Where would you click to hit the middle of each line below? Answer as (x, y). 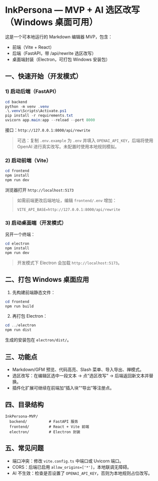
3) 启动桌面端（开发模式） (36, 223)
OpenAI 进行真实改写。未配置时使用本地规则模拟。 (68, 147)
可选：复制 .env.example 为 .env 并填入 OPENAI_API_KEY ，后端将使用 (85, 140)
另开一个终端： (20, 234)
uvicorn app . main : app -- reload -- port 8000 (50, 120)
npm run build (20, 306)
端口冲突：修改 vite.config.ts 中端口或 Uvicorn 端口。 (68, 461)
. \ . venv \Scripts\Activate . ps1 (36, 111)
